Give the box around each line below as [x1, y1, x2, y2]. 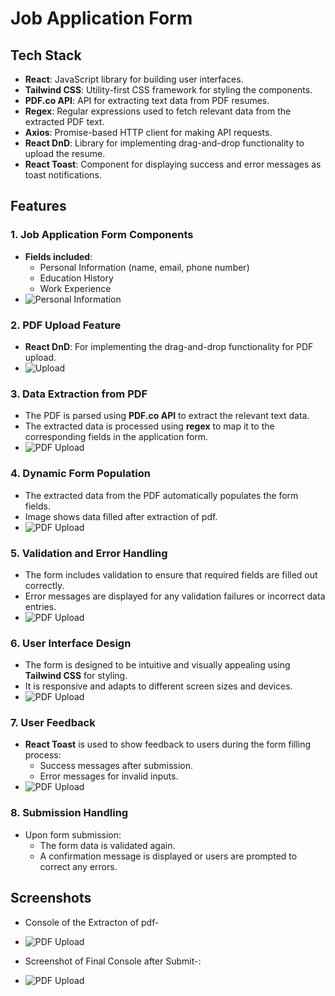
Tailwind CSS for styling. [24, 670, 128, 682]
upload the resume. [24, 148, 106, 159]
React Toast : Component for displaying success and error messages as [24, 158, 322, 170]
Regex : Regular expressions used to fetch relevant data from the [24, 105, 292, 117]
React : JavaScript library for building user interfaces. [24, 73, 244, 85]
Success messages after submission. [39, 760, 194, 772]
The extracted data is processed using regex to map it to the [24, 420, 275, 432]
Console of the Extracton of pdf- [24, 916, 160, 928]
